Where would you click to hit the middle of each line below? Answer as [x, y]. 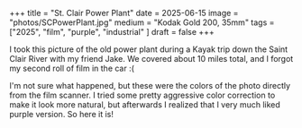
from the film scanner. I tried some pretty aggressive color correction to [142, 95]
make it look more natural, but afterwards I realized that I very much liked [145, 105]
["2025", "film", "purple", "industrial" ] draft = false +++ [112, 32]
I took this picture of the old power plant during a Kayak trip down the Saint [149, 49]
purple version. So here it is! [62, 114]
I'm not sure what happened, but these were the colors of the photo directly [150, 85]
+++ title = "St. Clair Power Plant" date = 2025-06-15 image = [124, 13]
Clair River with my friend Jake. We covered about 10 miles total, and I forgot [151, 59]
